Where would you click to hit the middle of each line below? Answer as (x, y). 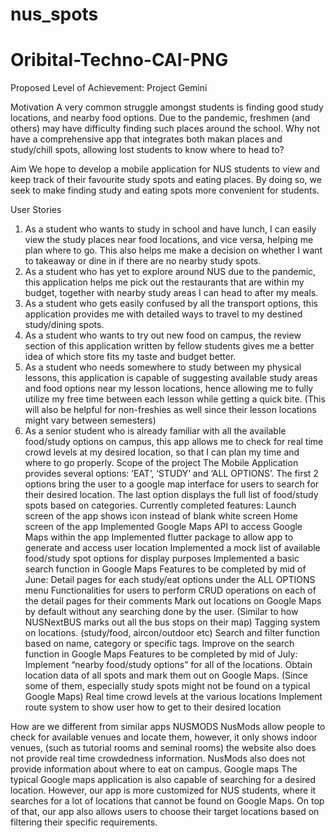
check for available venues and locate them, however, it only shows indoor (164, 737)
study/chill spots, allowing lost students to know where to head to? (147, 150)
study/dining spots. (64, 325)
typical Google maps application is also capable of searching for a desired (163, 780)
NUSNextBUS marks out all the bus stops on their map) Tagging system (172, 622)
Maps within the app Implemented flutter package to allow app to (159, 537)
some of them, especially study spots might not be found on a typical (167, 686)
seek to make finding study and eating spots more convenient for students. (165, 190)
